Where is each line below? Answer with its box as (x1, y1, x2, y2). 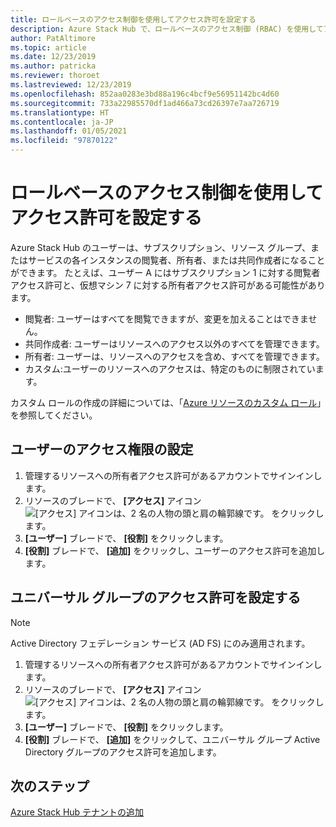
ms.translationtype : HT (10, 107, 110, 118)
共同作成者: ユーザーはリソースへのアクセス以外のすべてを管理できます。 (24, 337, 325, 350)
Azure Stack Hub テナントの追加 (10, 806, 145, 818)
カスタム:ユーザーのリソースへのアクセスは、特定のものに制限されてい (24, 362, 316, 375)
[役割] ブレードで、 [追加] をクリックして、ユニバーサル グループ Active (24, 733, 321, 745)
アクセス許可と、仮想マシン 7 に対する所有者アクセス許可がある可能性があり (10, 279, 326, 291)
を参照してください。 (10, 409, 98, 421)
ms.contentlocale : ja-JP (10, 117, 114, 127)
